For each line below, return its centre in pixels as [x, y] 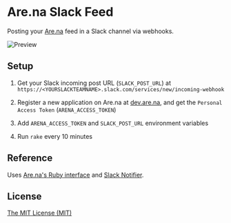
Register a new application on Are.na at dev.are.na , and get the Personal [120, 102]
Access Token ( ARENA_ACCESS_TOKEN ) [67, 109]
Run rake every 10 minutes [55, 136]
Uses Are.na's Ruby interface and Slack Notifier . [76, 175]
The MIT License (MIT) [40, 213]
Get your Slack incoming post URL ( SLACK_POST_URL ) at [94, 83]
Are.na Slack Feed [60, 12]
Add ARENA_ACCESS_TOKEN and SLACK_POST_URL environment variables [113, 123]
